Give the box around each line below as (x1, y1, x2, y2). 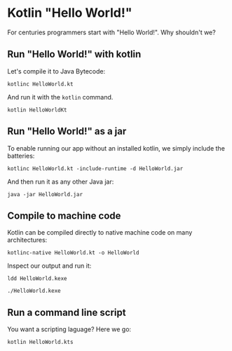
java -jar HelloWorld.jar (7, 191, 83, 198)
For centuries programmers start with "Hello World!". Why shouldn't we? (7, 28, 216, 36)
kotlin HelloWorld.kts (7, 338, 74, 346)
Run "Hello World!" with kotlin (7, 48, 142, 60)
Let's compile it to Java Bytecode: (7, 67, 106, 75)
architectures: (7, 236, 48, 245)
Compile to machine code (7, 209, 121, 221)
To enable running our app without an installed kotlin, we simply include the (7, 144, 226, 152)
